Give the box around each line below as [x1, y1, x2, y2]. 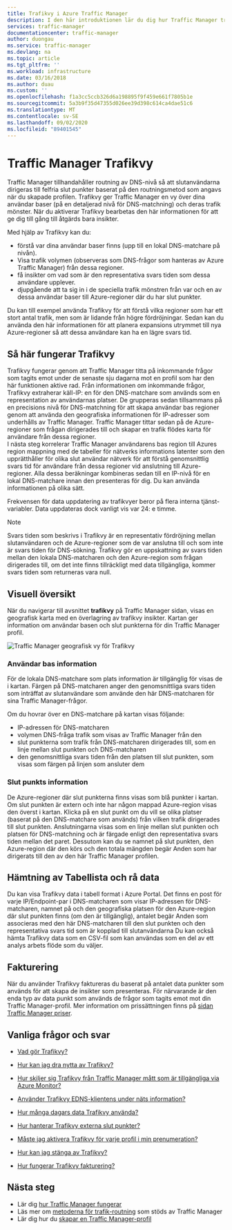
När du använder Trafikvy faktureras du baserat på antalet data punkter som [7, 979, 224, 988]
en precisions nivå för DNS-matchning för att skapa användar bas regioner [7, 403, 220, 411]
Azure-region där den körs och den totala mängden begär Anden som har [7, 844, 217, 852]
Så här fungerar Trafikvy [7, 348, 115, 360]
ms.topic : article [7, 55, 60, 62]
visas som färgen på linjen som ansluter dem [17, 760, 145, 768]
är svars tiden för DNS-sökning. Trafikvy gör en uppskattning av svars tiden [7, 546, 222, 554]
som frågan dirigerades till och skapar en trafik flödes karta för [32, 425, 212, 433]
